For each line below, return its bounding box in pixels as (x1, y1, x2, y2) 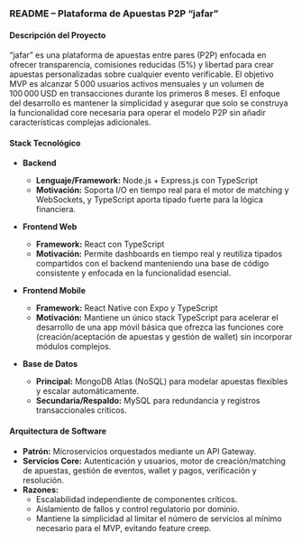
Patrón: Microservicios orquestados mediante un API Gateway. (22, 445, 257, 456)
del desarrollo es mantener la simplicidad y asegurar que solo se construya (9, 98, 288, 108)
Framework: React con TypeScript (35, 238, 165, 250)
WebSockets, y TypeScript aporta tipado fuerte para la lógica (35, 194, 264, 205)
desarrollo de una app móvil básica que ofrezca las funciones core (35, 322, 284, 332)
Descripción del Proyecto (9, 30, 106, 41)
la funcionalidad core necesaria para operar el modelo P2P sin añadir (9, 107, 266, 118)
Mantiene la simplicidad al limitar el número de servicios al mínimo (35, 513, 282, 524)
